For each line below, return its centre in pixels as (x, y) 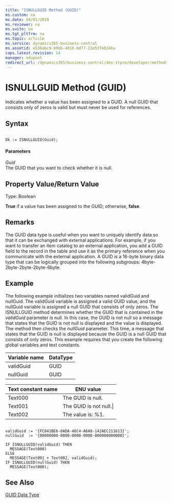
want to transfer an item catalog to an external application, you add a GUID (84, 245)
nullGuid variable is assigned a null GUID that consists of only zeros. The (82, 307)
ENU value (88, 389)
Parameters (18, 151)
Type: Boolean (20, 196)
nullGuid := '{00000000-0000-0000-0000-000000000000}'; (67, 435)
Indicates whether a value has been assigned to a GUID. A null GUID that (82, 102)
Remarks (20, 223)
